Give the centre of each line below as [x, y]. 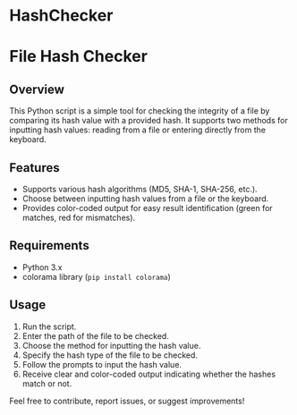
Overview [37, 89]
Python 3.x [42, 267]
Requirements [49, 246]
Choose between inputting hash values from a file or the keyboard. [145, 199]
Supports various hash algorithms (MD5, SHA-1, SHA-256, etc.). [140, 189]
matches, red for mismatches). [79, 217]
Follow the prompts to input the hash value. [102, 364]
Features [34, 168]
